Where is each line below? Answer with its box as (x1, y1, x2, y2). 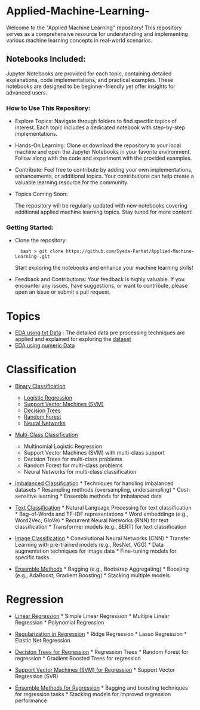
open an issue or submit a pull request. (14, 288, 111, 295)
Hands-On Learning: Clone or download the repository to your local (14, 142, 181, 149)
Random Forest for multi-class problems (23, 462, 123, 469)
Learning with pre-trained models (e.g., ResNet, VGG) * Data (14, 541, 164, 549)
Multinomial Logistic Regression (23, 443, 103, 450)
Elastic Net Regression (14, 637, 70, 644)
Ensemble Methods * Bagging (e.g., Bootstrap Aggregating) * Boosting (14, 565, 189, 572)
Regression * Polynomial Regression (14, 619, 104, 626)
